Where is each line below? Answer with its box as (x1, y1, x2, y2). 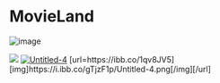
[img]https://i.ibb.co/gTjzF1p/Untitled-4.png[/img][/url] (9, 63, 211, 74)
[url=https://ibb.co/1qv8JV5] (68, 54, 175, 64)
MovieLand (9, 6, 94, 27)
